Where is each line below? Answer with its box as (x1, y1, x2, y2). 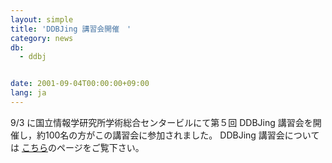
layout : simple (10, 14, 74, 25)
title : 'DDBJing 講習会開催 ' (10, 24, 132, 34)
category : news (10, 33, 74, 43)
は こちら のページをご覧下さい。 (10, 141, 145, 153)
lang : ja (10, 88, 47, 98)
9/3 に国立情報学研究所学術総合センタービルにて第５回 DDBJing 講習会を (10, 116, 313, 128)
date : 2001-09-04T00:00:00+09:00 (10, 79, 150, 89)
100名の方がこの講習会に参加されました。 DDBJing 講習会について (44, 129, 320, 141)
